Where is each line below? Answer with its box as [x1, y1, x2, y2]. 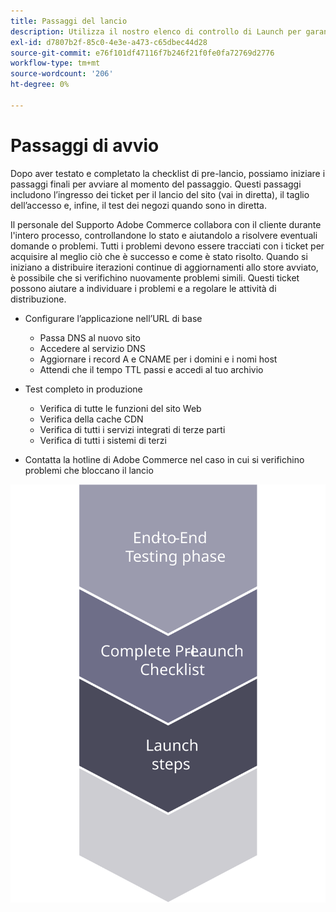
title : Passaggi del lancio [10, 16, 128, 26]
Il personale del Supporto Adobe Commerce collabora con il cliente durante [10, 218, 322, 230]
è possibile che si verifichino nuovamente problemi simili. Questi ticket [10, 271, 300, 284]
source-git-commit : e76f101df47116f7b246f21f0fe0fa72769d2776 [10, 48, 275, 58]
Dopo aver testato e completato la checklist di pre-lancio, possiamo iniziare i [10, 167, 326, 179]
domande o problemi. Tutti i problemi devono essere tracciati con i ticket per [10, 240, 325, 252]
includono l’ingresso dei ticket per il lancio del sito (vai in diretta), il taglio [10, 188, 310, 200]
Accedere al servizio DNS [39, 342, 146, 354]
